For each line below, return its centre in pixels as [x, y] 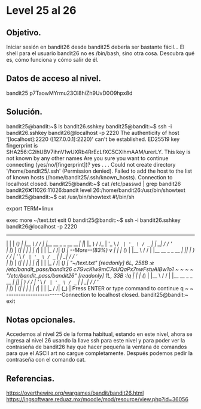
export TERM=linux [30, 208]
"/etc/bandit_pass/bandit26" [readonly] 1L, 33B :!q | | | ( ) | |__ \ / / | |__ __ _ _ [99, 275]
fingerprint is [22, 145]
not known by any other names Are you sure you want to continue [87, 158]
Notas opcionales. [41, 320]
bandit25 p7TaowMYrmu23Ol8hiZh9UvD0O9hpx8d [69, 93]
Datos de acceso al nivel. [54, 79]
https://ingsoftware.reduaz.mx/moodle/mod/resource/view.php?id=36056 [97, 399]
